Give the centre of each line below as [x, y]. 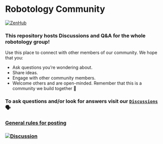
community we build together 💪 [44, 89]
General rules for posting [36, 123]
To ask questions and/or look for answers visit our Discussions [81, 101]
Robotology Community [55, 9]
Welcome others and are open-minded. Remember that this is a [77, 83]
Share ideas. [25, 73]
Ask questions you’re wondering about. [52, 67]
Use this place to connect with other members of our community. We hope [81, 52]
